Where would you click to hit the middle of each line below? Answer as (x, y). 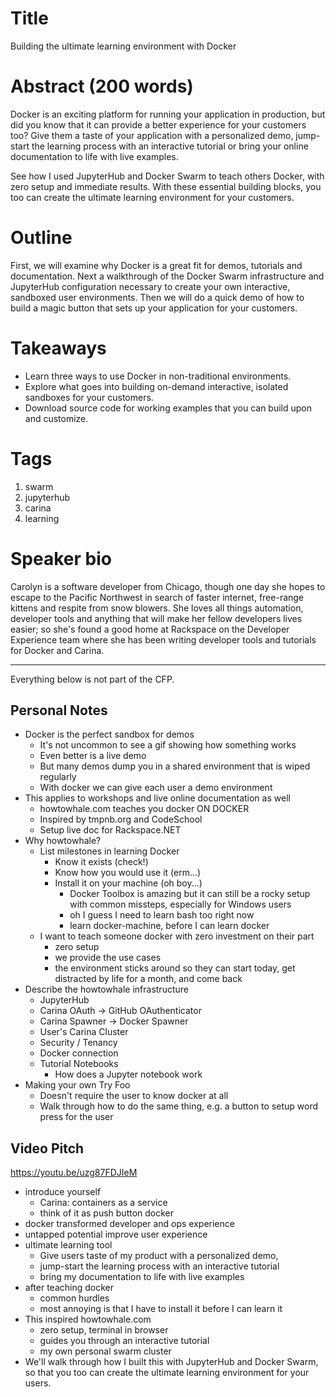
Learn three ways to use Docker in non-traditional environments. (158, 376)
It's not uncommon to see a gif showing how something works (168, 745)
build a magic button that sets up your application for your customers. (154, 308)
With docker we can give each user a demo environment (156, 788)
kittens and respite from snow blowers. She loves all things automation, (157, 608)
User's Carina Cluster (84, 1032)
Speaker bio (61, 558)
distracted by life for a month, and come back (148, 979)
